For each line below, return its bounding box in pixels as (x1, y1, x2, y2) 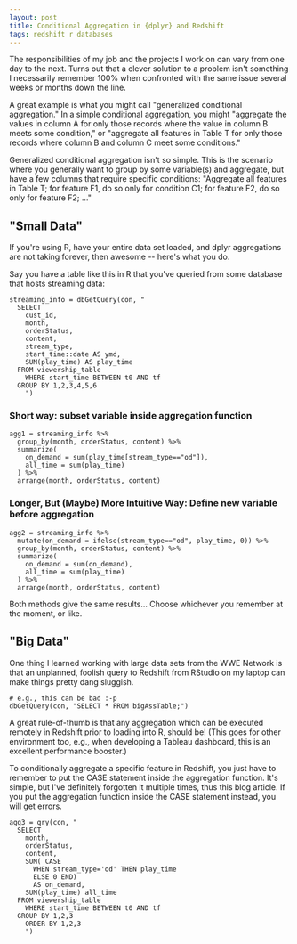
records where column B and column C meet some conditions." (9, 137, 241, 148)
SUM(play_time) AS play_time (25, 358, 133, 367)
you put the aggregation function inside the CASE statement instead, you (9, 791, 277, 802)
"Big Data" (9, 634, 69, 649)
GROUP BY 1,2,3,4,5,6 (17, 381, 98, 390)
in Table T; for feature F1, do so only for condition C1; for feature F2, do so (9, 183, 280, 194)
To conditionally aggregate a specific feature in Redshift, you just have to (9, 762, 277, 773)
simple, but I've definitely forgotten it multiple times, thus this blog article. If (9, 781, 286, 793)
